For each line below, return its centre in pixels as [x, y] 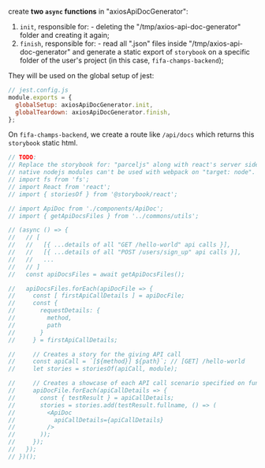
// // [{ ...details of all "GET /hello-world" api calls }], [119, 245]
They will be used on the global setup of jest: [81, 75]
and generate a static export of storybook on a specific [161, 52]
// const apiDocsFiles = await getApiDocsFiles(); [97, 274]
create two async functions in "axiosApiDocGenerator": [98, 11]
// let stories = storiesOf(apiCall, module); [93, 369]
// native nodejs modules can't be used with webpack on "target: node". [132, 172]
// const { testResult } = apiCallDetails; [91, 398]
